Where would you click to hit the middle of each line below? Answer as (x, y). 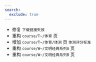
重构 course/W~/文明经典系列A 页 (43, 48)
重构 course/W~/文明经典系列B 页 (43, 54)
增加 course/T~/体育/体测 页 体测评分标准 (51, 42)
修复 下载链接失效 (28, 29)
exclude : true (24, 14)
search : (13, 10)
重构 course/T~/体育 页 (35, 35)
